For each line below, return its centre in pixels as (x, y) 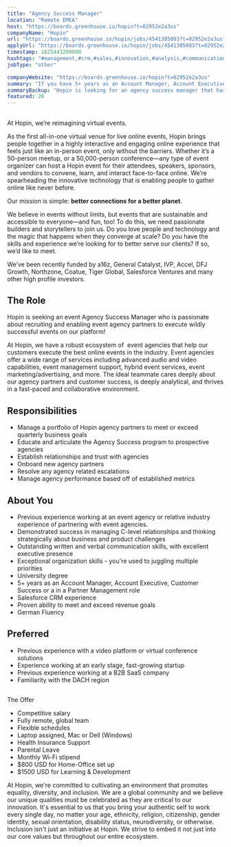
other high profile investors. (46, 279)
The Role (26, 300)
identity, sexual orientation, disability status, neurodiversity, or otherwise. (111, 822)
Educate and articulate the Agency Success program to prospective (113, 442)
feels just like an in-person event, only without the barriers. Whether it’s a (111, 151)
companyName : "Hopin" (38, 33)
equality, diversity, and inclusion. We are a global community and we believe (115, 793)
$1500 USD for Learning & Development (74, 772)
